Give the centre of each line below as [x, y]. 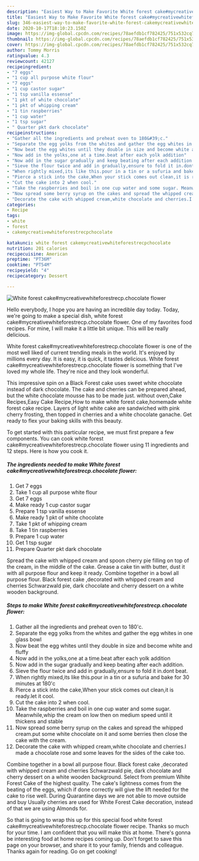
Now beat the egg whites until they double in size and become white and [104, 645]
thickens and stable [39, 721]
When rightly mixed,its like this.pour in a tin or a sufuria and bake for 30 [102, 677]
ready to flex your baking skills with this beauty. [65, 420]
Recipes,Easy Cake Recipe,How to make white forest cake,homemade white [99, 401]
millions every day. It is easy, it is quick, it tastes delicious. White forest [93, 359]
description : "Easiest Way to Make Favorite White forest [79, 12]
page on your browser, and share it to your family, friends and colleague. [95, 845]
